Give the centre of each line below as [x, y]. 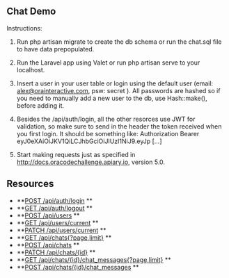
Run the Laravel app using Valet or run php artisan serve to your [108, 63]
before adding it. [40, 105]
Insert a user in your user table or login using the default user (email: [115, 83]
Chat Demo [31, 11]
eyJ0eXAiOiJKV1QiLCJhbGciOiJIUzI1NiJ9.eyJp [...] [89, 141]
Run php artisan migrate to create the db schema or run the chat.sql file [119, 42]
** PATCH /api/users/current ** [61, 230]
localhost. [31, 69]
